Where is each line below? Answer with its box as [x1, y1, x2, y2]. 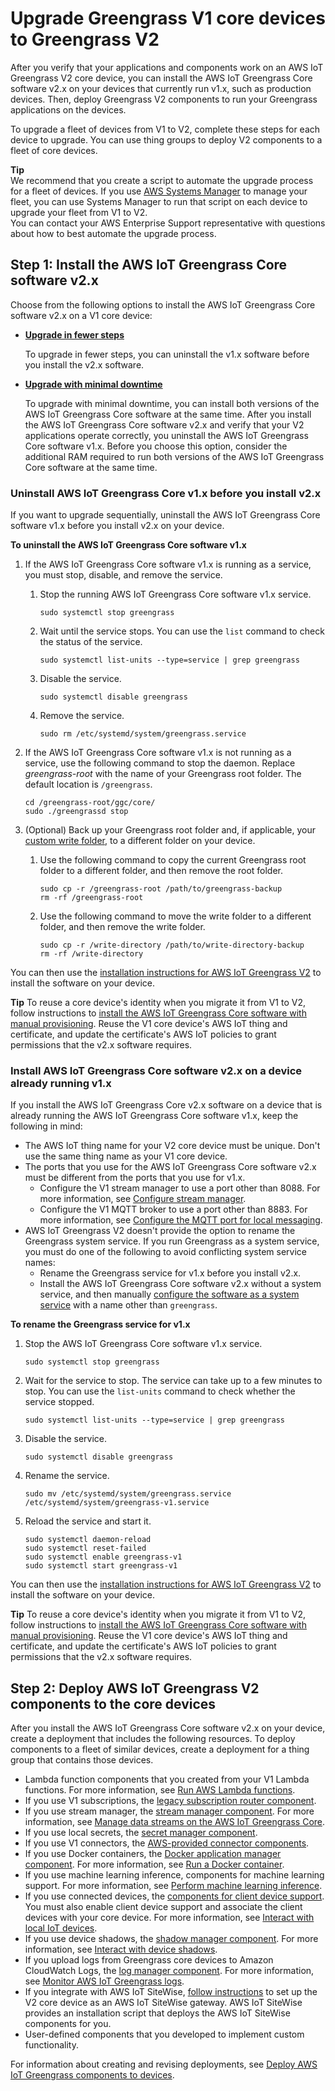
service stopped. [24, 1396, 95, 1408]
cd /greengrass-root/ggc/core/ [24, 798, 156, 808]
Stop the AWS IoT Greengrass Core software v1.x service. [24, 1338, 263, 1350]
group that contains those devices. [10, 1754, 154, 1766]
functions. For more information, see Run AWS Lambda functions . [24, 1784, 296, 1796]
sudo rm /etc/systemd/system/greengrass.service [39, 729, 247, 739]
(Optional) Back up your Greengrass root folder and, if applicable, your [24, 824, 316, 836]
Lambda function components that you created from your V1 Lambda [24, 1773, 310, 1786]
